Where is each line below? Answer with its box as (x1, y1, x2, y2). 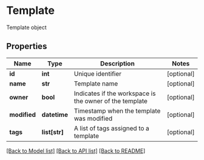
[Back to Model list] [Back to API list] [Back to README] (6, 147, 146, 155)
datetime (41, 110, 69, 119)
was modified (73, 114, 113, 122)
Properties (6, 41, 47, 52)
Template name (73, 79, 118, 88)
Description (100, 59, 135, 67)
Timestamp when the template (73, 107, 161, 115)
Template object (6, 24, 47, 31)
